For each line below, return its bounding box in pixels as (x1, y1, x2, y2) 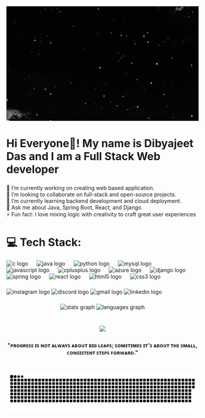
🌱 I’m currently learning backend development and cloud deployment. (6, 197, 182, 205)
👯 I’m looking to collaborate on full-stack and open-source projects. (6, 191, 176, 198)
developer (6, 163, 59, 177)
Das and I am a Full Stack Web (6, 150, 160, 164)
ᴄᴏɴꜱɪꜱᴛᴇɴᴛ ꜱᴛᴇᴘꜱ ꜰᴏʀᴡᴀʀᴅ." (67, 348, 138, 356)
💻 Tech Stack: (6, 235, 82, 249)
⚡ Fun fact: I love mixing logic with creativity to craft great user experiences (6, 211, 196, 218)
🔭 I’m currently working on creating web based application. (6, 185, 155, 192)
